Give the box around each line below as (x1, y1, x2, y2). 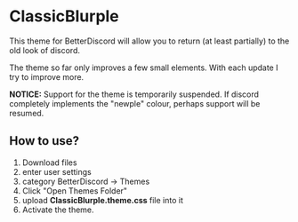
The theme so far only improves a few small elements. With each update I (9, 62, 278, 73)
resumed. (9, 107, 44, 118)
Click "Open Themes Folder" (21, 185, 127, 196)
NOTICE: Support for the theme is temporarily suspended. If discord (9, 89, 260, 99)
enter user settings (21, 166, 92, 177)
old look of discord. (9, 44, 80, 55)
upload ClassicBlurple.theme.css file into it (21, 194, 184, 205)
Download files (21, 157, 77, 168)
